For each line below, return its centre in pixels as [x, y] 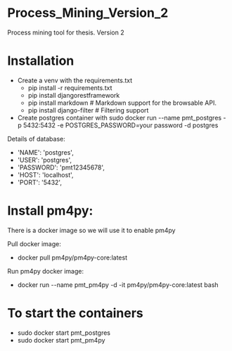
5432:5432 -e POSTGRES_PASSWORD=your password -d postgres [121, 125]
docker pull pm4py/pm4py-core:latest [72, 257]
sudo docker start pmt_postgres [64, 333]
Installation [41, 61]
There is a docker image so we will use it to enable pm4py [91, 230]
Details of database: [36, 139]
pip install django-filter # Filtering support [88, 110]
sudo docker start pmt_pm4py [61, 340]
